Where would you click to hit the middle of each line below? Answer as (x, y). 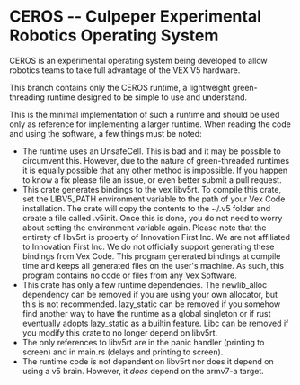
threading (27, 97)
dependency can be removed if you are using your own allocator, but (150, 294)
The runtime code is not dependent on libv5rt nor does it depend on (148, 361)
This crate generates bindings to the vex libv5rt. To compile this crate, (151, 189)
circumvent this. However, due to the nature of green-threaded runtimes (156, 160)
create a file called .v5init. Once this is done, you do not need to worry (152, 218)
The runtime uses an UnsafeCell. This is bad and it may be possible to (151, 151)
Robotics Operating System (114, 36)
